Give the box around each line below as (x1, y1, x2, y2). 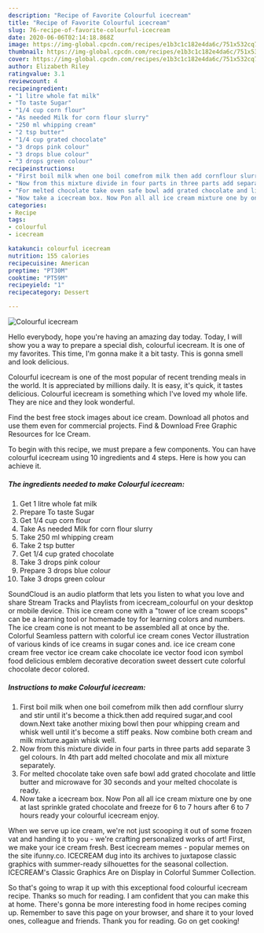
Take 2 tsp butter (19, 540, 75, 550)
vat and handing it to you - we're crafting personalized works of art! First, (8, 834, 245, 843)
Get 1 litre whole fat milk (19, 499, 97, 508)
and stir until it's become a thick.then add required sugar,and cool (19, 710, 233, 719)
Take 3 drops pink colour (19, 557, 101, 566)
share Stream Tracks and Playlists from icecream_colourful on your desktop (8, 598, 254, 607)
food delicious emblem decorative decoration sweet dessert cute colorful (8, 656, 246, 665)
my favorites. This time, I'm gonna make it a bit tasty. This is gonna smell (8, 349, 244, 358)
